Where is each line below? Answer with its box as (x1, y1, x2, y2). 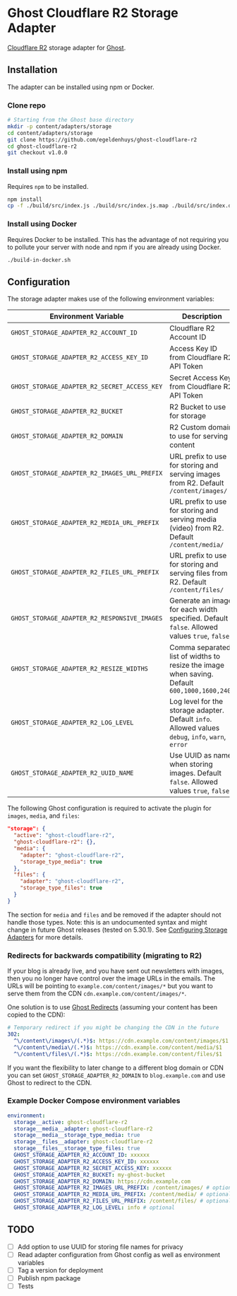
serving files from (169, 568, 228, 578)
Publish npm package (17, 1273, 81, 1282)
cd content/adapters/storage (7, 129, 93, 137)
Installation (7, 64, 58, 76)
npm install (7, 196, 42, 203)
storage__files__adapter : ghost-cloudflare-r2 (13, 1138, 153, 1145)
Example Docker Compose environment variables (7, 1096, 181, 1106)
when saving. (169, 669, 214, 679)
